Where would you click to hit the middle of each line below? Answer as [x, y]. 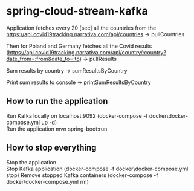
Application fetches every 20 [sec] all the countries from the [81, 28]
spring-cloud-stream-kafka [77, 11]
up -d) [49, 122]
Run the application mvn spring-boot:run [57, 129]
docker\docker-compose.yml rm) [47, 181]
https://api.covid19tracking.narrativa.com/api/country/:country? [87, 52]
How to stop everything [51, 148]
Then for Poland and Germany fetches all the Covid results [79, 46]
